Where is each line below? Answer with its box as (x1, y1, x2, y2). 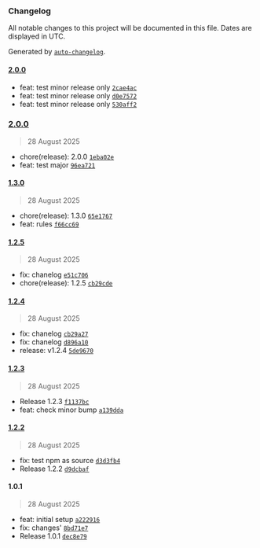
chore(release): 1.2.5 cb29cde (19, 278, 113, 288)
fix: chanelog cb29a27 (19, 329, 89, 339)
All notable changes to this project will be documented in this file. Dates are (8, 24, 253, 33)
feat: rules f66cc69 (19, 219, 79, 229)
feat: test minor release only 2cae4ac (19, 83, 137, 92)
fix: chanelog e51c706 (19, 270, 89, 280)
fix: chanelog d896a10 (19, 337, 89, 347)
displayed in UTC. (8, 31, 66, 41)
